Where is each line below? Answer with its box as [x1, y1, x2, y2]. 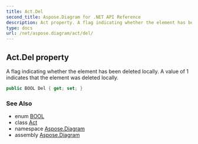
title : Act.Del [6, 8, 44, 15]
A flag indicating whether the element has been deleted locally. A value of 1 [6, 68, 189, 75]
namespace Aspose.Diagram [14, 125, 85, 132]
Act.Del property [6, 52, 70, 62]
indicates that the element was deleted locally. [6, 74, 119, 81]
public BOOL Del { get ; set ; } [6, 85, 83, 91]
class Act [14, 119, 38, 126]
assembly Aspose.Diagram [14, 132, 80, 139]
